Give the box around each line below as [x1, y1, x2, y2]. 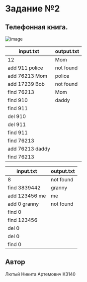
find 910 [7, 97, 28, 104]
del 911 [7, 121, 26, 128]
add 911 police [7, 64, 43, 71]
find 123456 [7, 217, 38, 223]
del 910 [7, 113, 26, 120]
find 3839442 [7, 184, 41, 191]
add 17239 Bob [7, 81, 45, 87]
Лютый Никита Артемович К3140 [5, 271, 76, 277]
